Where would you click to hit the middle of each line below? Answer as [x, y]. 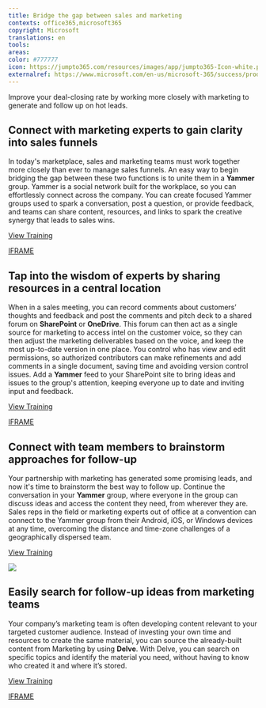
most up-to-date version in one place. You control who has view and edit [127, 350]
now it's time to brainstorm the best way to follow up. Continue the [117, 487]
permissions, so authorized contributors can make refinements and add [125, 358]
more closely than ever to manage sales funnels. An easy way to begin [123, 170]
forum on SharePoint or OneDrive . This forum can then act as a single [123, 324]
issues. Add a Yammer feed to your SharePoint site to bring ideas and [122, 375]
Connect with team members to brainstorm [117, 447]
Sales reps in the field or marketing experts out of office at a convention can [132, 512]
